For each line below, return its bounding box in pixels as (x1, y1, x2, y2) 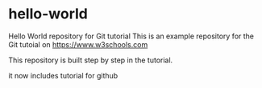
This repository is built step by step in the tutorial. (8, 55, 173, 65)
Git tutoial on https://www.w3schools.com (8, 39, 148, 49)
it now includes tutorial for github (8, 70, 119, 80)
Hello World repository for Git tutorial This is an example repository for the (8, 31, 255, 41)
